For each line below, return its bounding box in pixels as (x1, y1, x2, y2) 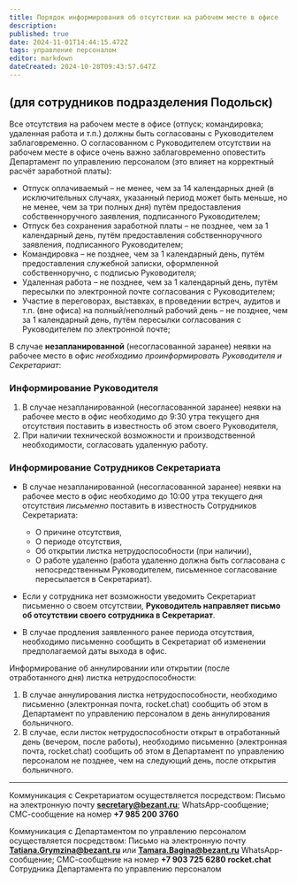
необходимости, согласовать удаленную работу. (21, 439, 209, 449)
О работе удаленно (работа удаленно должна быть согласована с (34, 555, 286, 566)
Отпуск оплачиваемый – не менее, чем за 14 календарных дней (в (21, 182, 274, 193)
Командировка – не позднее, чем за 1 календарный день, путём (21, 249, 265, 259)
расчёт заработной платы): (9, 165, 112, 176)
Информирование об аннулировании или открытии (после (9, 663, 230, 673)
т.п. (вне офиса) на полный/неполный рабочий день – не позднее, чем (21, 304, 289, 315)
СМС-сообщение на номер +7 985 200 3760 (9, 809, 179, 819)
